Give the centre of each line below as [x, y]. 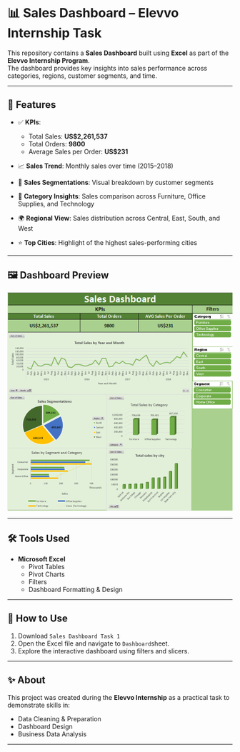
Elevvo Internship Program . [49, 60]
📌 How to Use [37, 619]
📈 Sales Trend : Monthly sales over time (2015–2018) [95, 166]
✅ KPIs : [29, 122]
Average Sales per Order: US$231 [78, 151]
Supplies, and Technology [56, 204]
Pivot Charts [47, 574]
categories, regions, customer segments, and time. [82, 76]
